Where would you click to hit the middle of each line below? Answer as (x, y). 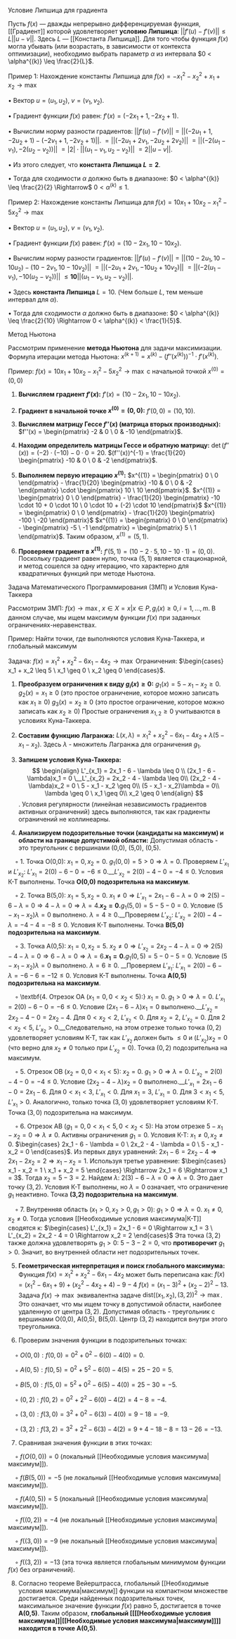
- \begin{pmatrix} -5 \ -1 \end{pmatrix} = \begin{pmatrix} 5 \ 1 (107, 527)
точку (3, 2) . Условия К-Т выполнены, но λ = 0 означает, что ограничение (118, 1187)
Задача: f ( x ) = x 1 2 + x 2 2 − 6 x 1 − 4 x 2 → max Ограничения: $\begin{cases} (116, 661)
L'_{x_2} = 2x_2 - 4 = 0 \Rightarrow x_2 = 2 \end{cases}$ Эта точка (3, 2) (114, 1235)
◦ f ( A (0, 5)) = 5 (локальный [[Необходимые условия (92, 1499)
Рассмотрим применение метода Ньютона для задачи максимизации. (115, 347)
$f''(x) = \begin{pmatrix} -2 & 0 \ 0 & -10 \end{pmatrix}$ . (100, 432)
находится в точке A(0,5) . (58, 1628)
